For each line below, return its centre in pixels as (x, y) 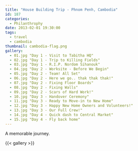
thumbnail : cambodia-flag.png (36, 46)
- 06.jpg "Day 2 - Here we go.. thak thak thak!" (61, 78)
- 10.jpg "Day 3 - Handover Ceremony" (50, 96)
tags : (11, 32)
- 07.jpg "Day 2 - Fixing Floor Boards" (52, 83)
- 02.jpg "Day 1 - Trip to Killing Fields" (55, 60)
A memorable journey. (28, 133)
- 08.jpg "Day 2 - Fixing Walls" (44, 87)
